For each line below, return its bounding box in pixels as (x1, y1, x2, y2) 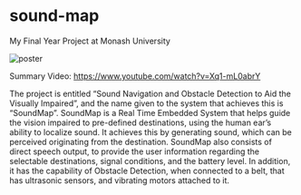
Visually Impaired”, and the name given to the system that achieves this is (9, 97, 284, 109)
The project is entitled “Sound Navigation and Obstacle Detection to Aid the (9, 88, 292, 99)
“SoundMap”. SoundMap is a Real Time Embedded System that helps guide (9, 107, 291, 118)
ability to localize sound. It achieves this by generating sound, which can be (9, 126, 293, 137)
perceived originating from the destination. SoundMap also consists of (9, 136, 272, 147)
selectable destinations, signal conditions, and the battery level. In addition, (9, 155, 291, 166)
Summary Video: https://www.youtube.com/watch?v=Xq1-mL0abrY (9, 70, 261, 82)
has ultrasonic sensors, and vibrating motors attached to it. (9, 174, 229, 186)
